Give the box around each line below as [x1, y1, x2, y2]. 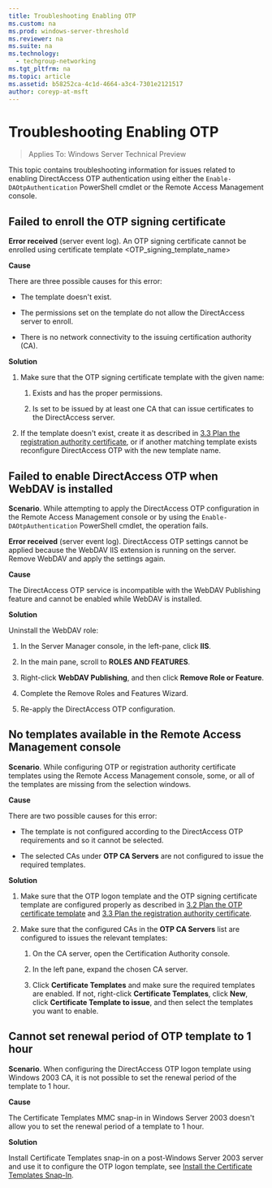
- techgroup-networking [15, 58, 96, 66]
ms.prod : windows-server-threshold [8, 27, 129, 35]
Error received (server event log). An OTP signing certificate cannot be [8, 237, 247, 246]
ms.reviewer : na [8, 34, 63, 43]
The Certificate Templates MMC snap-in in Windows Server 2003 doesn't [8, 1112, 255, 1122]
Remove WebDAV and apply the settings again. [8, 554, 166, 564]
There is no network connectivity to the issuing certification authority [19, 333, 252, 342]
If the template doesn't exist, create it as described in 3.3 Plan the [19, 429, 240, 438]
